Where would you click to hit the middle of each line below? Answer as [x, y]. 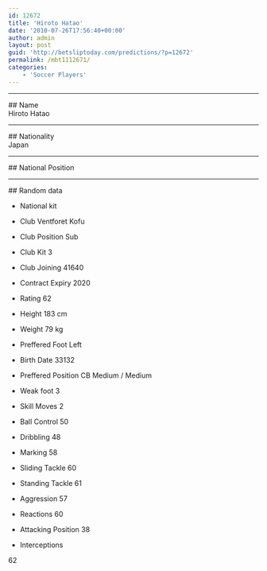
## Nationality [31, 136]
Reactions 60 [41, 514]
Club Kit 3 [36, 252]
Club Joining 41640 [52, 267]
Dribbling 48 [40, 437]
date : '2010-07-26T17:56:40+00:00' [67, 30]
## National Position [41, 167]
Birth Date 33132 [47, 359]
